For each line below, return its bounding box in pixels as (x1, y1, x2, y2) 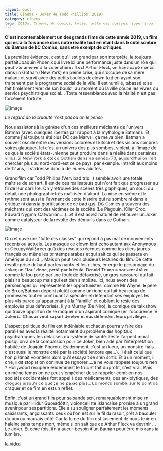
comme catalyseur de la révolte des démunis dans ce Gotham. (5, 217, 130, 223)
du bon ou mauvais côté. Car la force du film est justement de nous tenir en (5, 416, 156, 422)
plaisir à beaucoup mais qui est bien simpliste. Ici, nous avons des (5, 277, 137, 283)
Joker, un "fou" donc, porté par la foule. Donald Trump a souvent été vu (5, 267, 149, 273)
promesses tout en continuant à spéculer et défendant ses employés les (5, 293, 150, 299)
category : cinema (5, 16, 40, 21)
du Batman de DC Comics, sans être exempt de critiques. (5, 45, 123, 50)
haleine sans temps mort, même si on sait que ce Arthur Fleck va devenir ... (5, 421, 156, 427)
